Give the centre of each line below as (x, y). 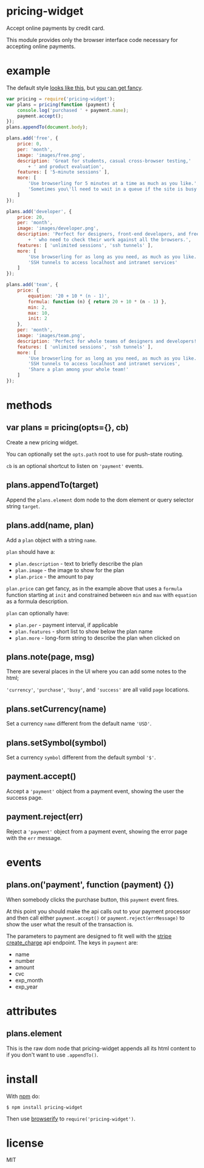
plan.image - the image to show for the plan (70, 570)
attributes (32, 1011)
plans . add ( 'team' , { (32, 285)
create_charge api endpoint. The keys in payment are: (72, 942)
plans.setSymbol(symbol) (56, 743)
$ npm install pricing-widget (45, 1107)
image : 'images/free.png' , (51, 155)
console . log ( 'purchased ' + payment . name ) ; (73, 110)
